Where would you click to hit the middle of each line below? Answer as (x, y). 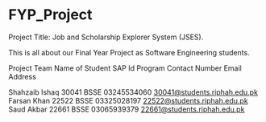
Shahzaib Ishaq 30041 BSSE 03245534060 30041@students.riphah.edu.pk (133, 92)
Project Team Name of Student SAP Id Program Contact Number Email (125, 68)
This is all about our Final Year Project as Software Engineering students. (129, 52)
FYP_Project (50, 15)
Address (22, 76)
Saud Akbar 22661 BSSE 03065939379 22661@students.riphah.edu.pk (127, 109)
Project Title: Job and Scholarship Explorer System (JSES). (106, 37)
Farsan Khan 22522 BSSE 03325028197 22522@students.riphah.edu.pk (128, 100)
